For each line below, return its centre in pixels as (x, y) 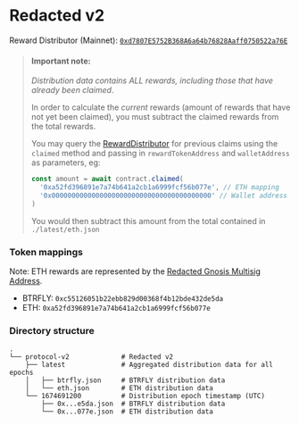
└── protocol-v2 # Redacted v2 (91, 357)
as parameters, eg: (66, 162)
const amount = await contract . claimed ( (107, 179)
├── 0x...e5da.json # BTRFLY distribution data (133, 404)
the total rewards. (63, 127)
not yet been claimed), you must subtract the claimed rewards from (155, 117)
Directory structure (52, 330)
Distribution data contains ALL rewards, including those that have (152, 80)
